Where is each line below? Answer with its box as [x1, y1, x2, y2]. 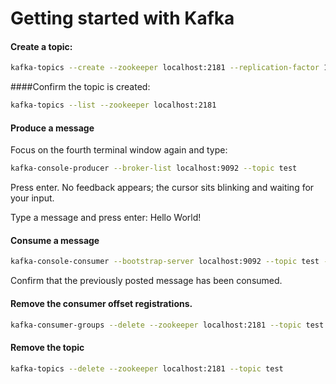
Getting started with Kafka [10, 7, 235, 30]
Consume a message [10, 234, 100, 246]
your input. [10, 192, 55, 204]
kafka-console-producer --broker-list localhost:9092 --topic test [10, 163, 298, 174]
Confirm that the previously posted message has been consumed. [10, 275, 283, 287]
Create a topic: [10, 40, 73, 52]
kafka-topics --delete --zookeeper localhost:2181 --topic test [10, 363, 284, 374]
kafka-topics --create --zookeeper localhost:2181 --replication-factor [10, 63, 320, 73]
